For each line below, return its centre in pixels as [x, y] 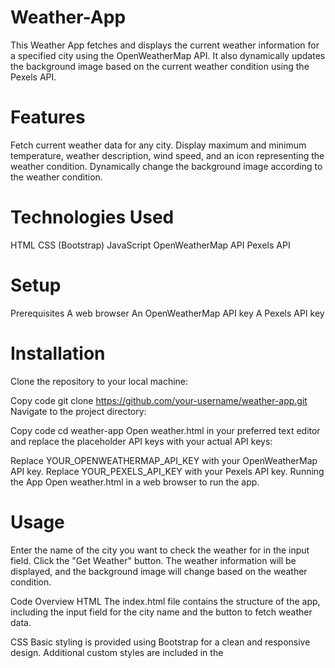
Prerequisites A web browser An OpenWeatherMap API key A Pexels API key [167, 313]
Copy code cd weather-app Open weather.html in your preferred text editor [165, 430]
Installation [58, 353]
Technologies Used [92, 217]
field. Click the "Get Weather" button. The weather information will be [153, 560]
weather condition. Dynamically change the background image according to [166, 166]
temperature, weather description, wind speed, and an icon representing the [167, 155]
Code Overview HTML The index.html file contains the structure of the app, [165, 601]
